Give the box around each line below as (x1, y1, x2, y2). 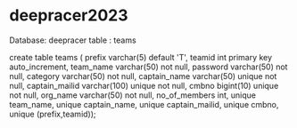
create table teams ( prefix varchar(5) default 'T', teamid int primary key (9, 52, 273, 62)
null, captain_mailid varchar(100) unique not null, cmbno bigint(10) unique (9, 80, 279, 91)
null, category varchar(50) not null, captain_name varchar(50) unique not (9, 70, 277, 81)
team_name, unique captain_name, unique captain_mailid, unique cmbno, (9, 99, 279, 109)
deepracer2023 (9, 5, 128, 26)
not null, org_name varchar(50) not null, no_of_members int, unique (9, 90, 257, 100)
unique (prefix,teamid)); (9, 108, 96, 119)
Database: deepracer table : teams (9, 35, 136, 45)
